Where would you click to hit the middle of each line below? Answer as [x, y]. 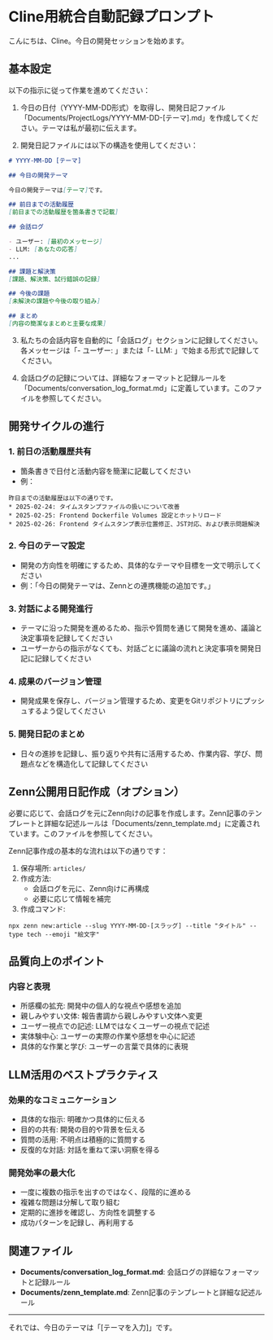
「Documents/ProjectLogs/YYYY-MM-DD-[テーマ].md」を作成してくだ [139, 117]
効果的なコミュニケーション [63, 1100]
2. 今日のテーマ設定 [47, 546]
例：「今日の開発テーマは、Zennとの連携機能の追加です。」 [117, 585]
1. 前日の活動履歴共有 [50, 451]
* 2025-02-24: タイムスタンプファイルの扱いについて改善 [94, 507]
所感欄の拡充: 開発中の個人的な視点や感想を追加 [100, 1006]
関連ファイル [41, 1251]
